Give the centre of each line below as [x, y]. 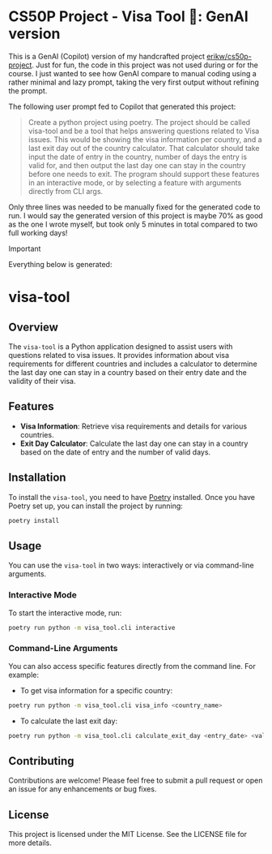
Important [25, 248]
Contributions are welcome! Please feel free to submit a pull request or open [136, 781]
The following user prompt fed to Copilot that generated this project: [122, 106]
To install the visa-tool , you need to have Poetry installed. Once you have [132, 497]
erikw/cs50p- [229, 56]
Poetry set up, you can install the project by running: [96, 506]
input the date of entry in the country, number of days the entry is [138, 157]
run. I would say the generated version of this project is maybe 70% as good [136, 215]
